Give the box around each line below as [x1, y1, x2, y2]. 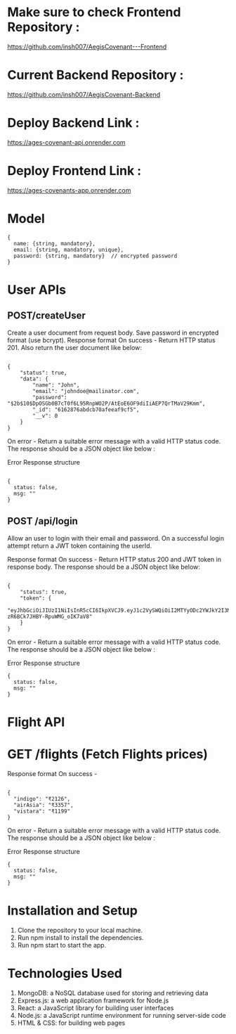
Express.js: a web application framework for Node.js [17, 996, 169, 1004]
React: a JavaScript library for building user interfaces [17, 1003, 174, 1012]
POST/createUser [7, 310, 86, 322]
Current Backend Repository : [7, 67, 184, 83]
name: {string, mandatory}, [13, 240, 96, 247]
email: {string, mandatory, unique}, [13, 246, 124, 253]
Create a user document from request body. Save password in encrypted [7, 328, 219, 337]
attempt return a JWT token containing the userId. [7, 541, 152, 550]
